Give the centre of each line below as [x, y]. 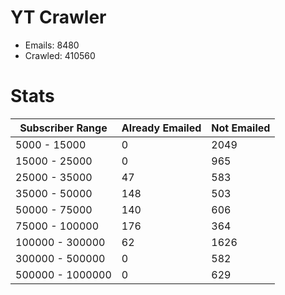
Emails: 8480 [52, 45]
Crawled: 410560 [60, 55]
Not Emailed [241, 128]
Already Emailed [161, 128]
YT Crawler [58, 17]
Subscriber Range [63, 128]
